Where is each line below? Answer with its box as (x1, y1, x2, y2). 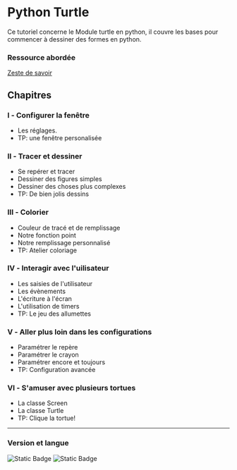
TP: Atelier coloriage (17, 246, 78, 254)
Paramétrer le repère (17, 343, 78, 352)
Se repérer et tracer (17, 167, 75, 176)
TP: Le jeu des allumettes (17, 309, 92, 318)
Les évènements (17, 287, 66, 295)
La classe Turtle (17, 407, 64, 415)
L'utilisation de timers (17, 302, 80, 310)
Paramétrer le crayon (17, 350, 79, 359)
